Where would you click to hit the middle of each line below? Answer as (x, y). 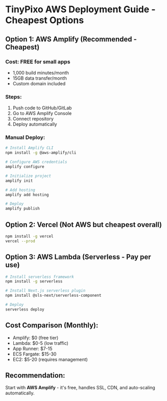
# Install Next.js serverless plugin (45, 291)
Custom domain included (39, 83)
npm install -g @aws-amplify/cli (41, 153)
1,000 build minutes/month (41, 73)
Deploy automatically (35, 124)
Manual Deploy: (25, 137)
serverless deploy (25, 309)
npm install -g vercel (29, 237)
